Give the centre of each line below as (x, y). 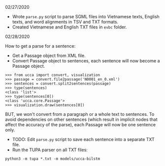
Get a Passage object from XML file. (49, 55)
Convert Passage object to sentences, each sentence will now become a (86, 61)
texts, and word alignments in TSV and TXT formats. (65, 22)
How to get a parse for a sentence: (40, 46)
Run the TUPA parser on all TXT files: (50, 150)
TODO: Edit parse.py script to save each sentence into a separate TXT (83, 139)
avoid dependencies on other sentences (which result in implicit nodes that (81, 119)
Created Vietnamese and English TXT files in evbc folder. (69, 27)
